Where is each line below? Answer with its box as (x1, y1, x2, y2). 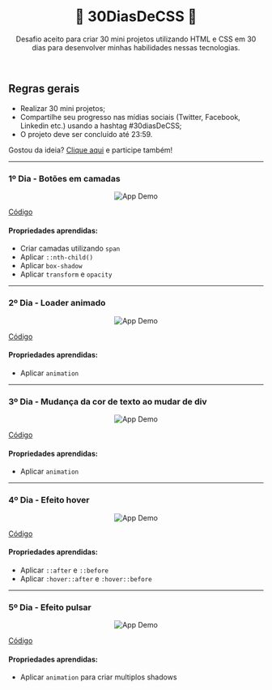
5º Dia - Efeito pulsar (8, 602, 91, 613)
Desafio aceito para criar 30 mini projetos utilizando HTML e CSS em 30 (15, 34, 257, 44)
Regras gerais (8, 82, 80, 96)
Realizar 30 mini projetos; (19, 103, 106, 113)
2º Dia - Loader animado (8, 298, 106, 309)
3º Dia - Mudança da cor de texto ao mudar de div (8, 396, 208, 407)
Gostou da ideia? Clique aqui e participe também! (8, 145, 173, 155)
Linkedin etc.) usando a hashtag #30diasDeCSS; (19, 121, 182, 131)
